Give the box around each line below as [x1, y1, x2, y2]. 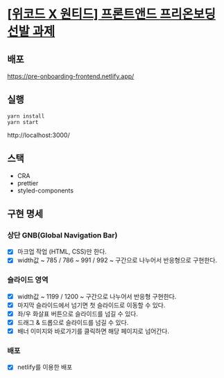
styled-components [17, 186, 74, 195]
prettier [17, 179, 39, 187]
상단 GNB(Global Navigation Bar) [7, 230, 118, 240]
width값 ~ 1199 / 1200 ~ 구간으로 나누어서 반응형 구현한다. [17, 292, 177, 300]
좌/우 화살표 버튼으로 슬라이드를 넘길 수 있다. [17, 309, 139, 318]
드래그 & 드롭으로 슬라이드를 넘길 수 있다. [17, 318, 129, 326]
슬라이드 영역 [7, 275, 49, 285]
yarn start [7, 118, 39, 125]
